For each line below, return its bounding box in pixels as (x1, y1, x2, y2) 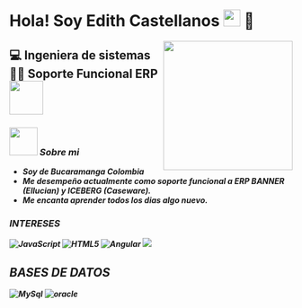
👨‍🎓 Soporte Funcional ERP (9, 66, 158, 81)
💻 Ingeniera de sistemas (9, 48, 151, 63)
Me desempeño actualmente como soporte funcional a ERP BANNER (22, 175, 285, 186)
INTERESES (9, 216, 61, 229)
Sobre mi (39, 145, 80, 158)
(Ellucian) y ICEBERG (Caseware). (22, 185, 151, 196)
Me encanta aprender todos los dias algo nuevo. (22, 194, 209, 206)
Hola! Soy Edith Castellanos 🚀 (9, 11, 254, 31)
